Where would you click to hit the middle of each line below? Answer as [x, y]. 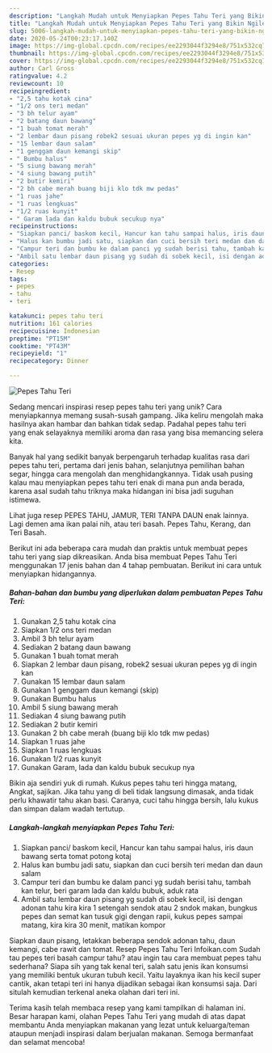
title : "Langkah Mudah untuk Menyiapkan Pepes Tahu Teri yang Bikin [127, 23]
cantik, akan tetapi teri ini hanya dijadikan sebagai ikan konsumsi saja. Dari [133, 984]
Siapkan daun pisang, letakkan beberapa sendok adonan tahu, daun [122, 940]
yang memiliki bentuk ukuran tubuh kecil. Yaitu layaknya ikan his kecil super [135, 975]
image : [20, 46]
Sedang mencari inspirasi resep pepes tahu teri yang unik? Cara [116, 406]
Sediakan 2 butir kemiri [59, 724]
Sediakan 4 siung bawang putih [73, 715]
